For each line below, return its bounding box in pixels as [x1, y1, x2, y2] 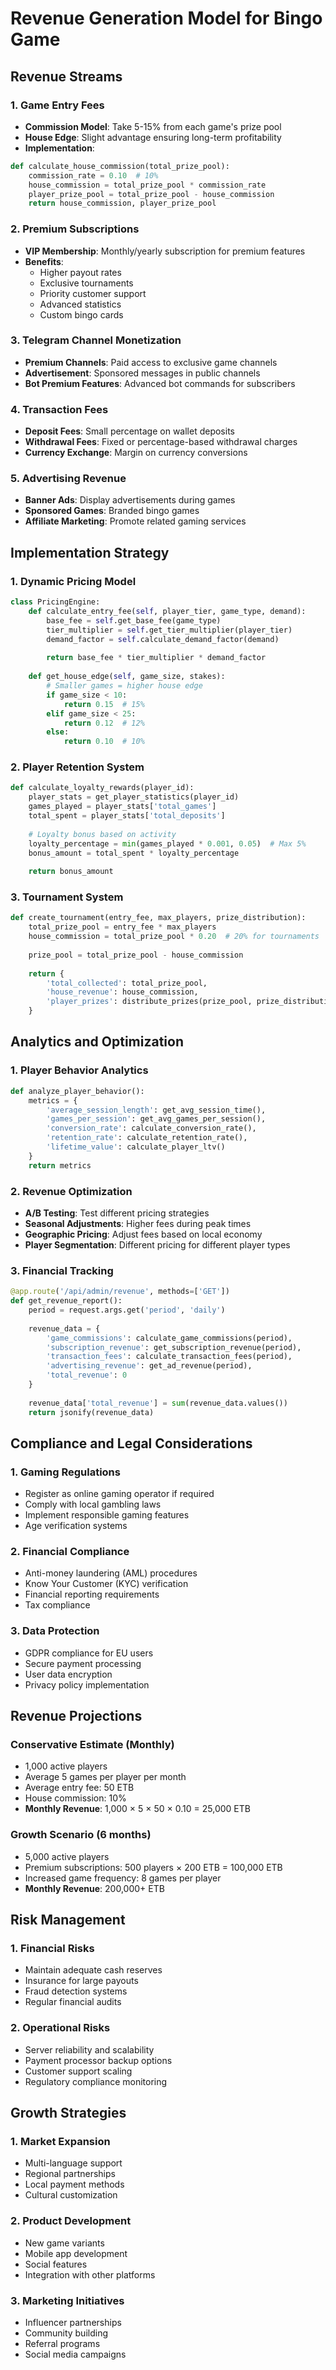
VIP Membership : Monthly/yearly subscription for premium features [24, 245, 306, 257]
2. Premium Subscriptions [10, 222, 140, 236]
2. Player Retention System [10, 760, 145, 774]
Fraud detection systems [24, 1985, 128, 1997]
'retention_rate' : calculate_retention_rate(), [46, 1133, 248, 1143]
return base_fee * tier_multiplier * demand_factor [46, 653, 267, 663]
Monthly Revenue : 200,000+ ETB [24, 1882, 165, 1894]
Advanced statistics [39, 298, 122, 310]
